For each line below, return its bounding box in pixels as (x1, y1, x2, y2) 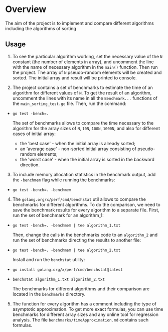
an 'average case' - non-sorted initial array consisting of (20, 146, 137, 152)
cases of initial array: (12, 131, 56, 137)
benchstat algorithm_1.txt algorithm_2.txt (12, 277, 105, 282)
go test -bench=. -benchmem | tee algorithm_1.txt (12, 223, 121, 228)
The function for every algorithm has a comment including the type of (12, 300, 157, 307)
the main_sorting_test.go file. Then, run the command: (12, 100, 127, 106)
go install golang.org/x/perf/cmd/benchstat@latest (12, 267, 123, 272)
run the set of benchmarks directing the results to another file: (12, 237, 141, 243)
